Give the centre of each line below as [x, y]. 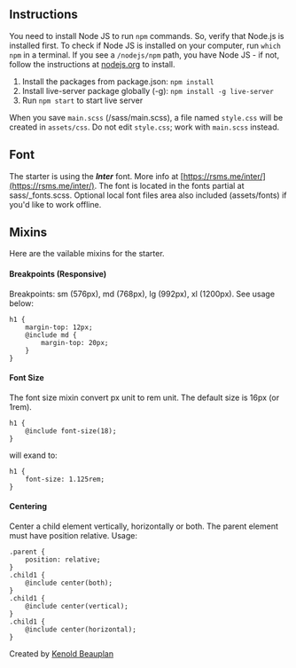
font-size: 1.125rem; [65, 479]
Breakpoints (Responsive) [58, 274]
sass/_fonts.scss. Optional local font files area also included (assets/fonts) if [148, 195]
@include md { [51, 335]
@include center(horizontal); [81, 630]
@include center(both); [69, 583]
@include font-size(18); [71, 431]
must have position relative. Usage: [73, 536]
